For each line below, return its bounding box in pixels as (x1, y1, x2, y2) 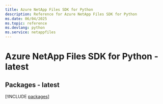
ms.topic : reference (5, 21, 48, 26)
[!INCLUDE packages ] (5, 94, 50, 99)
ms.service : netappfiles (5, 30, 56, 35)
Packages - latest (5, 81, 60, 89)
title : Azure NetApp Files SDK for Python (5, 7, 93, 12)
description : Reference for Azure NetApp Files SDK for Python (5, 12, 137, 17)
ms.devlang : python (5, 25, 45, 30)
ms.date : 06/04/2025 (5, 16, 48, 21)
